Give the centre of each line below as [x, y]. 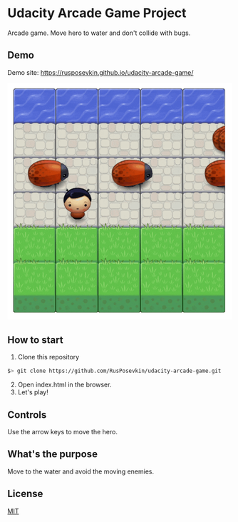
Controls [27, 415]
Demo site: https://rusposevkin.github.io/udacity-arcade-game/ [100, 72]
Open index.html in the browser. [64, 385]
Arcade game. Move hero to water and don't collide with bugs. [99, 33]
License [25, 494]
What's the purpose [53, 454]
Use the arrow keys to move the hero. [62, 431]
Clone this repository [48, 357]
